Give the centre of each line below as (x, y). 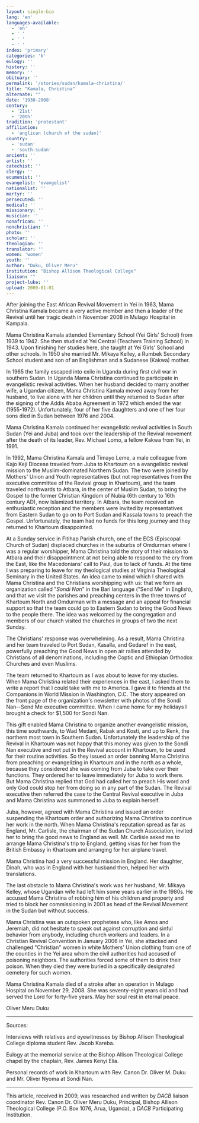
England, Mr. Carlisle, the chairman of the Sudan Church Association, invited (99, 831)
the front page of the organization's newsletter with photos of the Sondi (94, 701)
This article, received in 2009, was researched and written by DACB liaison (97, 1096)
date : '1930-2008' (29, 100)
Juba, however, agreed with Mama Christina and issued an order (85, 812)
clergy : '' (20, 172)
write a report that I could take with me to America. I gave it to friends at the (98, 688)
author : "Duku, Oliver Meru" (42, 266)
